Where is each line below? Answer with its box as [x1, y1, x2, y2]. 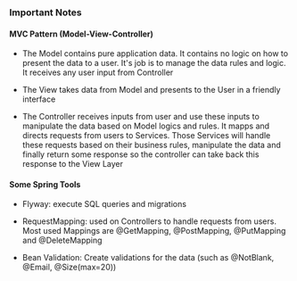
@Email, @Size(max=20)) [21, 261, 117, 273]
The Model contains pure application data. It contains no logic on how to [21, 48, 288, 59]
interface [21, 94, 56, 104]
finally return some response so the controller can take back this [21, 149, 260, 160]
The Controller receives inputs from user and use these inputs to [21, 112, 260, 122]
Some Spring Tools [9, 178, 81, 189]
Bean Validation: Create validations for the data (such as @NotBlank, [21, 252, 275, 263]
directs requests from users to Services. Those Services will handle [21, 130, 271, 141]
